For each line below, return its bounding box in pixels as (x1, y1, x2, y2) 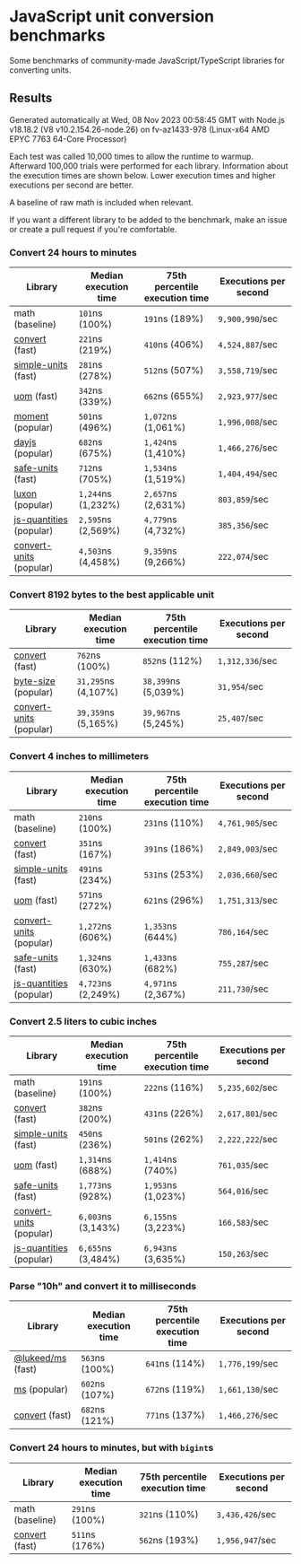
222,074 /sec (218, 550, 269, 563)
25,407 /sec (217, 712, 264, 724)
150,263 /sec (218, 1247, 269, 1260)
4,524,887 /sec (218, 338, 279, 351)
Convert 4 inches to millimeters (9, 750, 150, 763)
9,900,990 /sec (218, 312, 279, 325)
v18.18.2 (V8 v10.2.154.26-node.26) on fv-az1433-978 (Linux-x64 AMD (9, 124, 271, 135)
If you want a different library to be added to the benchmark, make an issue (9, 214, 288, 225)
